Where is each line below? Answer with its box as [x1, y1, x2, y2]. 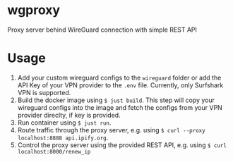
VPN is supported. [17, 88, 71, 96]
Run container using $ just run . [17, 118, 112, 127]
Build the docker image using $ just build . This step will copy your [17, 96, 215, 104]
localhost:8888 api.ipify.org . [17, 133, 109, 142]
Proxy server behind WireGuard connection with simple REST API [7, 25, 198, 34]
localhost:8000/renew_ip [17, 148, 91, 155]
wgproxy [7, 2, 61, 18]
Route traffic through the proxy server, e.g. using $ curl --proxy [17, 125, 206, 134]
